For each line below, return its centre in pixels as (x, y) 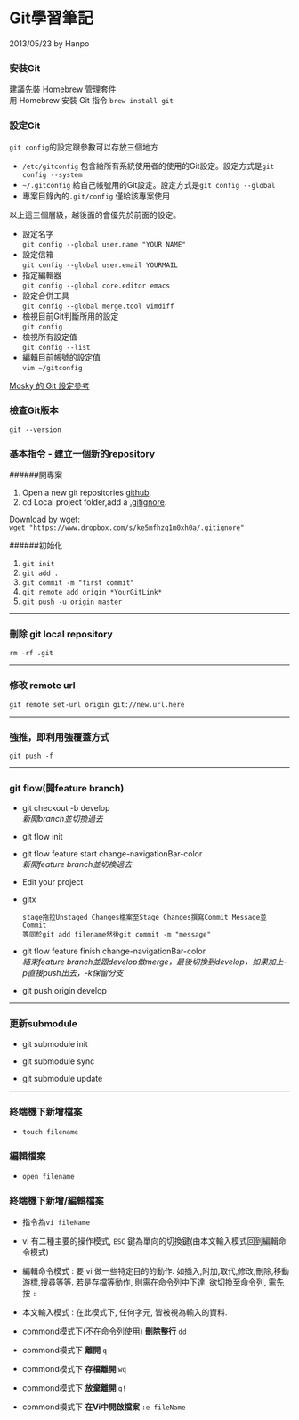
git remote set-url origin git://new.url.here (97, 704)
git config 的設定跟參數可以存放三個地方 (84, 147)
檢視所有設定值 (49, 337)
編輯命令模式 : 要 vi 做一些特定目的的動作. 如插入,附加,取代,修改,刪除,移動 (155, 1270)
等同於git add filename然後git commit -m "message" (117, 935)
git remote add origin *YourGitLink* (92, 593)
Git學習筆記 (51, 18)
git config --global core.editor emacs (96, 286)
